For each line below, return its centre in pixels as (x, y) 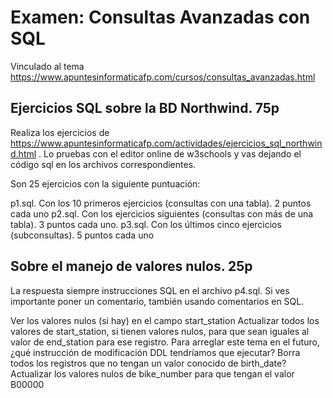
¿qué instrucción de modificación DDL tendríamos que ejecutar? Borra (155, 352)
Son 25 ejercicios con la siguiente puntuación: (105, 183)
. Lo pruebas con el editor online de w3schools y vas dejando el (170, 153)
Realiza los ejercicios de (60, 132)
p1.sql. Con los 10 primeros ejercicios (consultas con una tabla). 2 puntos (161, 203)
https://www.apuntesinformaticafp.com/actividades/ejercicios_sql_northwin (166, 143)
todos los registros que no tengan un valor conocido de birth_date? (148, 363)
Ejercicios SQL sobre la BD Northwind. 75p (145, 108)
